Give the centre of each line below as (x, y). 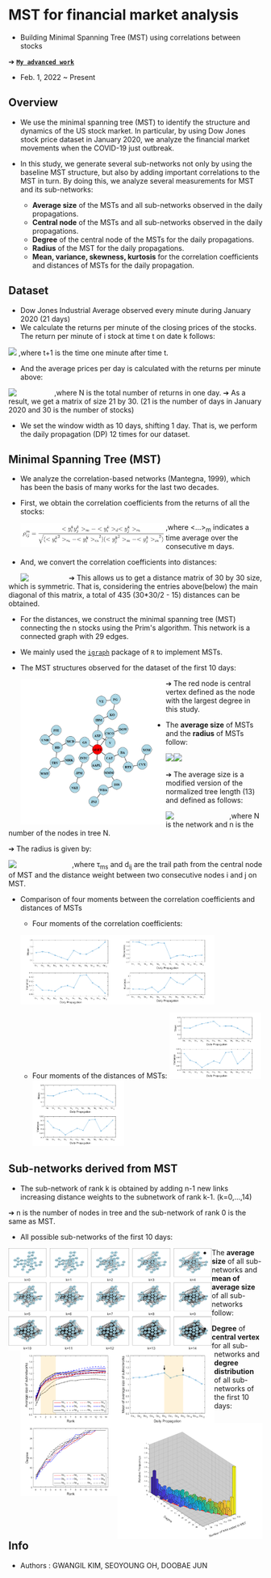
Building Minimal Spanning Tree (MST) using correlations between (130, 37)
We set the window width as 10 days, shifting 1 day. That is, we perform (139, 425)
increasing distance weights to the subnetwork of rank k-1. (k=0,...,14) (136, 1197)
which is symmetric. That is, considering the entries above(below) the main (133, 586)
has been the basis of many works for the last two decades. (119, 488)
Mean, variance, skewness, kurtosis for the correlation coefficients (145, 256)
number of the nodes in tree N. (60, 833)
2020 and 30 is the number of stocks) (71, 409)
